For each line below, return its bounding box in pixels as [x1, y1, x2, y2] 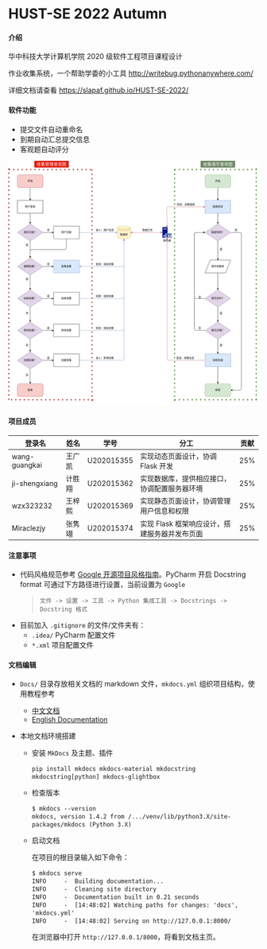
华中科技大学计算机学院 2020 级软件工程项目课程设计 [8, 52, 183, 61]
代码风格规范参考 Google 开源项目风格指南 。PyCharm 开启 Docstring [19, 570, 246, 579]
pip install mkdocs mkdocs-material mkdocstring [31, 765, 196, 773]
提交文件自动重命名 [19, 124, 83, 134]
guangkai [11, 460, 42, 469]
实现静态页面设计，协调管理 [140, 496, 231, 506]
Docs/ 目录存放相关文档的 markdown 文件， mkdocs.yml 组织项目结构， [19, 679, 249, 689]
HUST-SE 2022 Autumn [8, 5, 168, 23]
